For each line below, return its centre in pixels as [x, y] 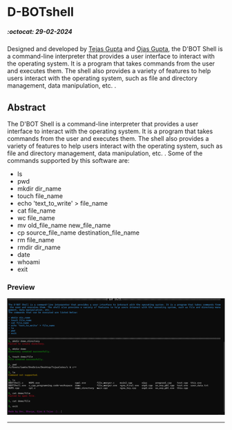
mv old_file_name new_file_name [64, 225]
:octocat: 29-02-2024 [40, 31]
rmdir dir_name [39, 247]
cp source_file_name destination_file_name [78, 233]
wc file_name [36, 217]
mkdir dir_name [39, 188]
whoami [28, 262]
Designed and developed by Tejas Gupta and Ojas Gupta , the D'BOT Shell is [115, 49]
